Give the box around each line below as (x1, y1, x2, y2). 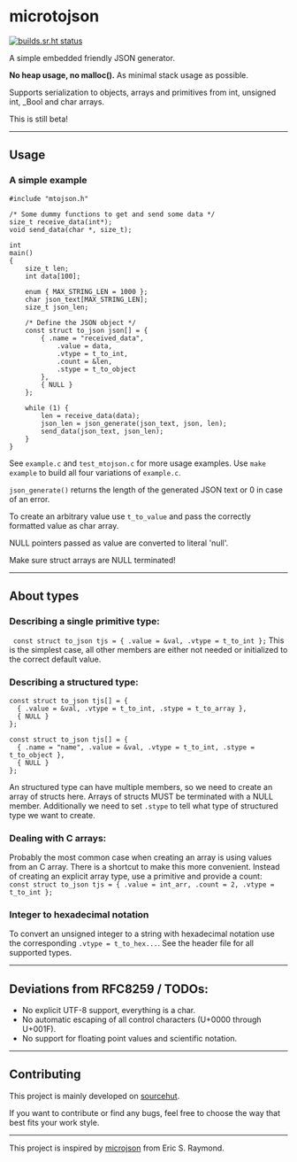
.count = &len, (56, 357, 113, 366)
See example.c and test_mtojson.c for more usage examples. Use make (9, 458, 267, 469)
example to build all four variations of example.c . (9, 467, 181, 477)
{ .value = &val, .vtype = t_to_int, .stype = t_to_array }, (17, 704, 247, 713)
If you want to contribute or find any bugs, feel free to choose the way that (9, 1107, 281, 1118)
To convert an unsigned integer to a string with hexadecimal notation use (9, 928, 276, 940)
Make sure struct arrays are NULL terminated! (9, 554, 177, 565)
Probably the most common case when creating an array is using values (9, 852, 272, 863)
